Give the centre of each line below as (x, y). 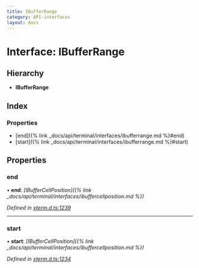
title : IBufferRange (32, 11)
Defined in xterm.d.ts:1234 (39, 259)
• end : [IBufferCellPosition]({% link (49, 190)
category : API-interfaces (38, 17)
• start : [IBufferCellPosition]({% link (50, 241)
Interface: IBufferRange (66, 52)
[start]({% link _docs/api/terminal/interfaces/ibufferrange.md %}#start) (102, 142)
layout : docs (23, 22)
